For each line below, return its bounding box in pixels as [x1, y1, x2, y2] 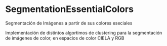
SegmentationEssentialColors [5, 3, 134, 15]
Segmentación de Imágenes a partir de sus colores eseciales [5, 20, 133, 26]
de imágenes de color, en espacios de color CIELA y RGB [5, 35, 124, 41]
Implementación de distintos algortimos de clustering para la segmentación [5, 29, 162, 35]
